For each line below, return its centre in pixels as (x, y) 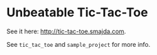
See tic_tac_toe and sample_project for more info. (78, 44)
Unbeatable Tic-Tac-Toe (77, 13)
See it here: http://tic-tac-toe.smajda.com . (66, 31)
